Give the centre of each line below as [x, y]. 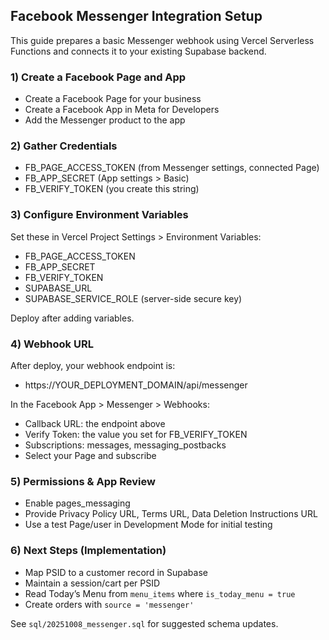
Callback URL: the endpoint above [95, 423]
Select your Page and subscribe [90, 455]
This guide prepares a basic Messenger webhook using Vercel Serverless [162, 40]
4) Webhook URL [52, 344]
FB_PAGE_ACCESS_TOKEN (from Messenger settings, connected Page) [172, 168]
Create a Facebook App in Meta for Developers [122, 110]
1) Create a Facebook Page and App [98, 77]
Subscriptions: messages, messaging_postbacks [125, 445]
